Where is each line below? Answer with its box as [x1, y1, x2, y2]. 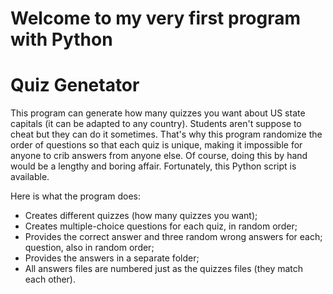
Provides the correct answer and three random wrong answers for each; [24, 231, 323, 243]
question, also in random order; [24, 242, 155, 254]
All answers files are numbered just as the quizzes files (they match [24, 263, 304, 275]
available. [10, 171, 50, 183]
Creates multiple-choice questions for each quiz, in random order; [24, 220, 298, 232]
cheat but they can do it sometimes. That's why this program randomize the [10, 128, 323, 141]
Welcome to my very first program [10, 7, 302, 30]
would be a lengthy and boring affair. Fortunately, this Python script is [10, 160, 297, 172]
